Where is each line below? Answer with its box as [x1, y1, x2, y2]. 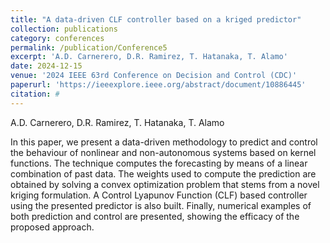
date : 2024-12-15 [10, 61, 83, 71]
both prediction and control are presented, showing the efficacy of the [10, 210, 300, 222]
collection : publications [10, 24, 118, 34]
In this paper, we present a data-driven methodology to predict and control [10, 136, 318, 148]
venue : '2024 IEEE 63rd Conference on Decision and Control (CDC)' [10, 71, 298, 81]
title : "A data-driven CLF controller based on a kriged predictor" [10, 14, 302, 25]
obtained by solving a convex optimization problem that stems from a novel [10, 178, 320, 190]
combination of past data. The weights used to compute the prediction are [10, 167, 317, 180]
